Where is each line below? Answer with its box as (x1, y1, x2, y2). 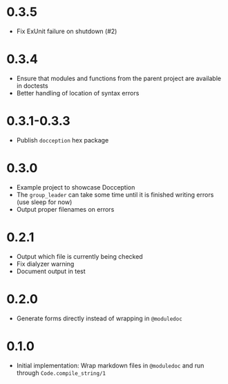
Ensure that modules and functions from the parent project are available (16, 74, 222, 82)
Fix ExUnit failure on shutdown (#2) (16, 27, 117, 35)
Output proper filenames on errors (16, 205, 115, 213)
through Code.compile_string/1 (16, 368, 106, 377)
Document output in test (16, 267, 86, 275)
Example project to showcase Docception (16, 183, 135, 191)
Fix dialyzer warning (16, 259, 75, 268)
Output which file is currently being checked (16, 252, 143, 260)
